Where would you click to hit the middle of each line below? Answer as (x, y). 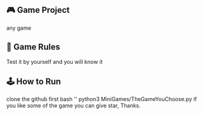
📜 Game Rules (33, 47)
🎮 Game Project (38, 10)
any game (19, 28)
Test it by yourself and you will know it (54, 61)
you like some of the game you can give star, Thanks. (73, 106)
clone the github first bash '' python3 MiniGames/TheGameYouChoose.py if (102, 99)
